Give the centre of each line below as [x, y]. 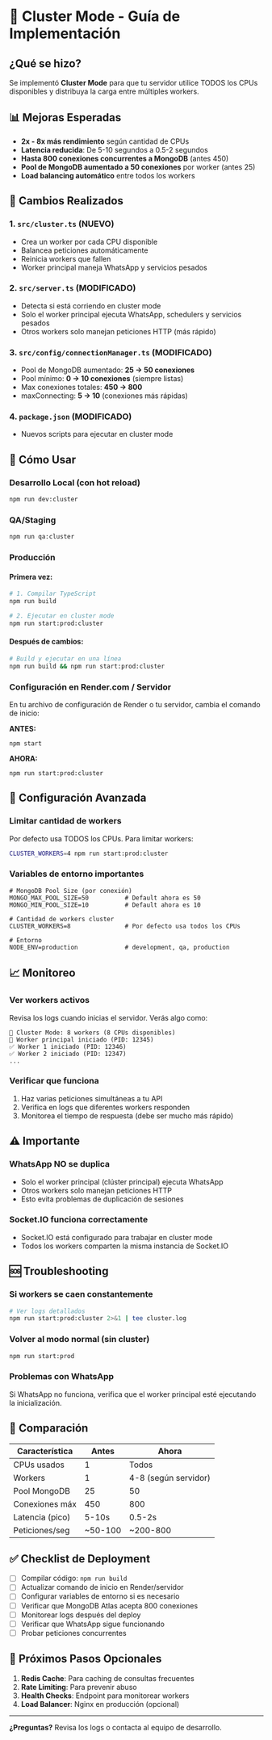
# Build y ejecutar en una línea [65, 658]
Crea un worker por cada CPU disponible [89, 241]
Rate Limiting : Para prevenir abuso [79, 1687]
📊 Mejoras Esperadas [65, 117]
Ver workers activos [49, 1000]
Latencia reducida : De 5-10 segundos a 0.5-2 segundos [114, 149]
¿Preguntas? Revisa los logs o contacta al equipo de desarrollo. [116, 1727]
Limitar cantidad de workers [65, 821]
